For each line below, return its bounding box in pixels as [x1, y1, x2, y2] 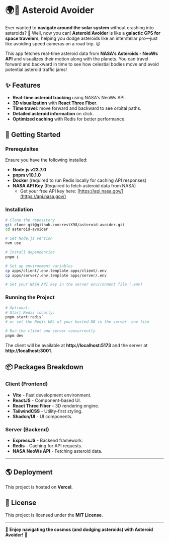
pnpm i [5, 254, 19, 259]
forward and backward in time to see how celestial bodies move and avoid [5, 61, 159, 67]
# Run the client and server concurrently [5, 328, 96, 333]
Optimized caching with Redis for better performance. [12, 116, 126, 122]
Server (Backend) [5, 426, 49, 433]
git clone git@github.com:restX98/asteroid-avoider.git [5, 222, 125, 227]
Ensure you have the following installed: [5, 157, 88, 163]
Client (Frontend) [5, 380, 48, 387]
